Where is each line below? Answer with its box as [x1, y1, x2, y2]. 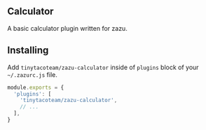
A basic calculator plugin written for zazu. [7, 24, 128, 32]
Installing [7, 45, 49, 57]
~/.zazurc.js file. [7, 70, 58, 79]
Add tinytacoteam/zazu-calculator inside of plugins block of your [7, 63, 199, 71]
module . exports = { [7, 84, 64, 91]
